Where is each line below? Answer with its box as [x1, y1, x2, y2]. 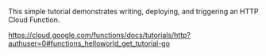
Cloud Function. [8, 15, 60, 24]
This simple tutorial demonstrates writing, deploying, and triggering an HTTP [8, 7, 259, 16]
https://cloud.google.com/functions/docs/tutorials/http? [8, 31, 191, 39]
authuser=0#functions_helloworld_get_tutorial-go [8, 39, 171, 48]
